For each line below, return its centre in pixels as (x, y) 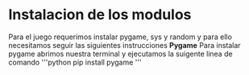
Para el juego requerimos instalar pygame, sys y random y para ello (120, 37)
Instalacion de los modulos (100, 15)
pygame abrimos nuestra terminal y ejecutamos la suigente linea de (120, 53)
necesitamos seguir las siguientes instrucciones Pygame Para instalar (124, 45)
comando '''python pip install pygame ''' (75, 62)
